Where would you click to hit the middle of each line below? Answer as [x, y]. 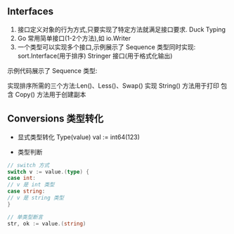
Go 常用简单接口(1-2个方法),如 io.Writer [74, 38]
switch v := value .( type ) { [48, 171]
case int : [22, 178]
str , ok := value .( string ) [47, 223]
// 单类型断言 [25, 217]
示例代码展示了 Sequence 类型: [52, 70]
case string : [26, 191]
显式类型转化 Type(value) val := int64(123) [79, 137]
